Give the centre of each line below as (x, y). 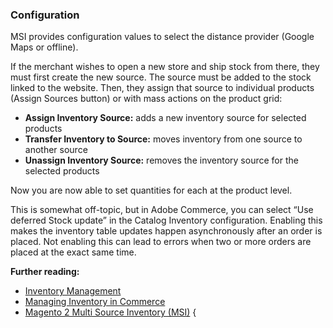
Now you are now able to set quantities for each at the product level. (151, 190)
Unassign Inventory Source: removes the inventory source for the (161, 160)
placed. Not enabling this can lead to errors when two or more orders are (161, 242)
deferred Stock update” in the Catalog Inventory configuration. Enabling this (166, 220)
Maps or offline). (44, 47)
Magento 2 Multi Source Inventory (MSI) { (110, 312)
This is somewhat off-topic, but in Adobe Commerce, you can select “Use (162, 210)
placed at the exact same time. (73, 252)
